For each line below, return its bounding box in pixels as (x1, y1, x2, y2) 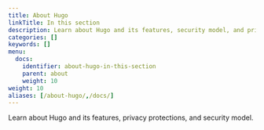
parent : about (22, 70, 68, 78)
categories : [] (8, 33, 58, 42)
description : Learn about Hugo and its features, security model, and (8, 26, 244, 34)
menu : (8, 48, 26, 56)
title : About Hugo (8, 11, 68, 20)
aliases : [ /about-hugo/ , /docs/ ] (8, 92, 114, 99)
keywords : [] (8, 41, 51, 49)
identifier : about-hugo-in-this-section (22, 63, 156, 70)
